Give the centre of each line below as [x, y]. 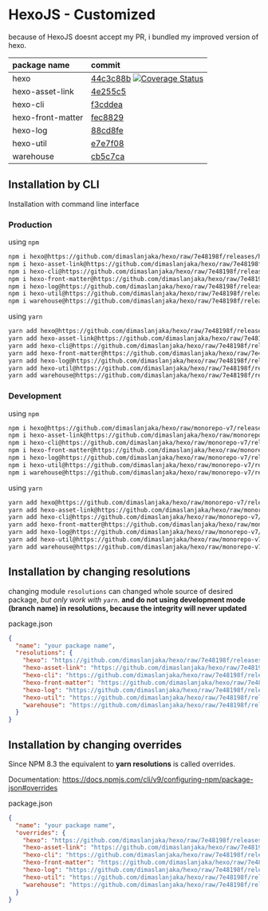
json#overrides [33, 787]
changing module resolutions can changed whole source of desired [121, 591]
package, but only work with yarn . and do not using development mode [127, 600]
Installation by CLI [54, 185]
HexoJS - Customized [82, 15]
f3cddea [107, 104]
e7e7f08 [107, 143]
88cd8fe [107, 130]
